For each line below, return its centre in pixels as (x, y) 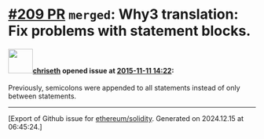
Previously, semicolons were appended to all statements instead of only (125, 88)
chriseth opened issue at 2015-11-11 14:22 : (103, 70)
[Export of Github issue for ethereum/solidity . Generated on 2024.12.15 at (126, 119)
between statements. (42, 96)
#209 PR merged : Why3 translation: (123, 14)
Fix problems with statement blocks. (130, 31)
